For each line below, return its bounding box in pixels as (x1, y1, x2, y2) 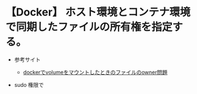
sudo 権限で (14, 81, 44, 88)
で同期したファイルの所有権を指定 (5, 20, 173, 34)
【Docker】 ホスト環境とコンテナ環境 (5, 5, 191, 19)
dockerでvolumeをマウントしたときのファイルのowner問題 (23, 68, 168, 76)
